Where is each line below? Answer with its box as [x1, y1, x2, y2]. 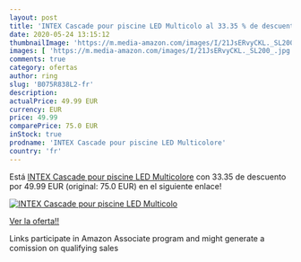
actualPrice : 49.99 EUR [9, 96, 99, 106]
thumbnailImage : [9, 38, 70, 48]
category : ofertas [9, 64, 78, 73]
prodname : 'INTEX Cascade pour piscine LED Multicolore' [9, 138, 227, 147]
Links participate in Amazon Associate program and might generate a [9, 232, 265, 243]
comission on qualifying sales [9, 242, 119, 253]
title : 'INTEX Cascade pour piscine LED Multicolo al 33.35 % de [9, 22, 258, 31]
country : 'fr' [9, 146, 63, 155]
